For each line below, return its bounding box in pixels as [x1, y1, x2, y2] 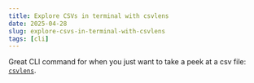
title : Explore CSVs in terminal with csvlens [8, 11, 169, 20]
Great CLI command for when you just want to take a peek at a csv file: [8, 57, 247, 67]
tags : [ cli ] [8, 34, 49, 43]
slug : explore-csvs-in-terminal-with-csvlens [8, 27, 165, 35]
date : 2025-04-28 [8, 20, 68, 28]
